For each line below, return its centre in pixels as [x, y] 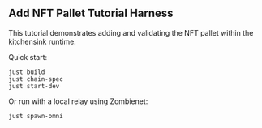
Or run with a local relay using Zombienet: [78, 101]
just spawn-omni [36, 116]
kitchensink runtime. [43, 41]
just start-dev [34, 86]
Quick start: [28, 57]
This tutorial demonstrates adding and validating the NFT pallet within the [131, 32]
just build [27, 72]
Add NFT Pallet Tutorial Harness [91, 13]
